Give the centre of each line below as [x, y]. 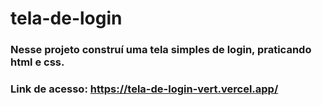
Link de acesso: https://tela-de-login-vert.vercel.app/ [144, 89]
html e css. [37, 62]
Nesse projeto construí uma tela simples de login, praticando [161, 50]
